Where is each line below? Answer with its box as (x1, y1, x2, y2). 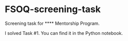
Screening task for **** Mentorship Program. (5, 20, 100, 26)
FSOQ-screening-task (5, 4, 101, 15)
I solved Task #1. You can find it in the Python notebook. (5, 30, 123, 36)
